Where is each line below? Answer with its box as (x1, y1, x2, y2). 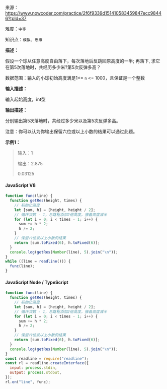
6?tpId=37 (5, 16, 27, 21)
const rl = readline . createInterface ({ (5, 361, 89, 366)
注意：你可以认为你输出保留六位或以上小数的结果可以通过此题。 (5, 128, 137, 135)
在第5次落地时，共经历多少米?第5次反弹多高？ (5, 64, 101, 70)
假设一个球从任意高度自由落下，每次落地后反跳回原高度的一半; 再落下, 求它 (5, 58, 160, 64)
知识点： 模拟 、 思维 (5, 37, 43, 42)
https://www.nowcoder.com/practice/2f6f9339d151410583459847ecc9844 (5, 10, 162, 16)
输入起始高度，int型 (5, 96, 46, 102)
